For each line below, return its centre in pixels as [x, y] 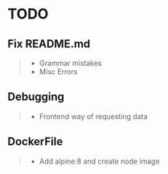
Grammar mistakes [70, 63]
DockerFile [35, 142]
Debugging [36, 97]
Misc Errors [58, 72]
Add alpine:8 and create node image [99, 161]
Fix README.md [49, 44]
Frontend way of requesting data [93, 116]
